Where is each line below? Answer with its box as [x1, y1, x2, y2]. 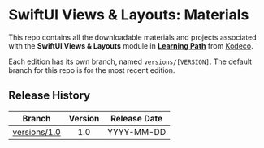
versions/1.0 [12, 126, 61, 137]
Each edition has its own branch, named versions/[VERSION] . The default [8, 57, 253, 66]
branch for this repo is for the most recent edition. [8, 65, 175, 74]
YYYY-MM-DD [106, 126, 167, 137]
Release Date [110, 112, 163, 124]
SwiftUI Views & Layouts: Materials [8, 6, 249, 24]
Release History [8, 89, 91, 103]
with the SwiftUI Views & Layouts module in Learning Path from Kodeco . [8, 40, 253, 50]
